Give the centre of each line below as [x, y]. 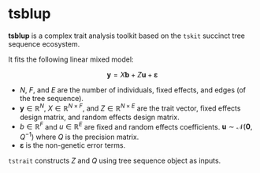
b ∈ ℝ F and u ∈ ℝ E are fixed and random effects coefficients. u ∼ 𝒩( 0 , [136, 126]
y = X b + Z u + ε [132, 74]
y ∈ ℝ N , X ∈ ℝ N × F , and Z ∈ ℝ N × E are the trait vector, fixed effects [130, 107]
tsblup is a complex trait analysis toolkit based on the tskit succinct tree [127, 36]
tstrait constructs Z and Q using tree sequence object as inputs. [115, 160]
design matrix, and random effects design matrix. [99, 117]
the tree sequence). [52, 98]
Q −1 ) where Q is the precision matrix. [79, 136]
